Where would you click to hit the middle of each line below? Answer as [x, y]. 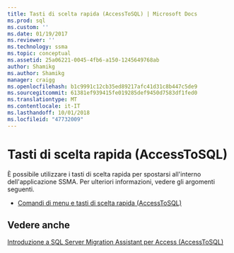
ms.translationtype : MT [42, 100]
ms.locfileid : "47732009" [45, 119]
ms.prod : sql [27, 21]
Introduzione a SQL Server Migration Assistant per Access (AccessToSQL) [116, 242]
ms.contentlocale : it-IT [44, 106]
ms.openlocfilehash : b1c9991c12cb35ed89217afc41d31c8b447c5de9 [103, 86]
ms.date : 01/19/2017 [38, 34]
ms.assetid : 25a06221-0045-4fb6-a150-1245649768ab [83, 60]
